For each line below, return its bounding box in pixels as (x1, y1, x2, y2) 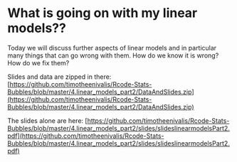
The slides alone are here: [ (7, 116, 88, 125)
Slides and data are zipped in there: (7, 72, 112, 81)
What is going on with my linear (7, 5, 198, 21)
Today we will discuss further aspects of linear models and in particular (7, 43, 217, 52)
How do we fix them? (7, 58, 70, 67)
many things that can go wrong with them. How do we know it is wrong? (7, 51, 219, 60)
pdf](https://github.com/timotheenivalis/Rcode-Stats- (7, 131, 164, 140)
